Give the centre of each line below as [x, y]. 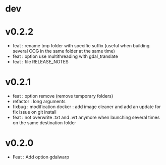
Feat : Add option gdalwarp [41, 157]
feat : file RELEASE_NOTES [41, 62]
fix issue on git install [34, 112]
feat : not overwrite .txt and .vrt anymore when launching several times [86, 117]
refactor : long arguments [39, 102]
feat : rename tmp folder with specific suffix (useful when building [81, 46]
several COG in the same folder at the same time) [64, 51]
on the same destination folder [44, 123]
